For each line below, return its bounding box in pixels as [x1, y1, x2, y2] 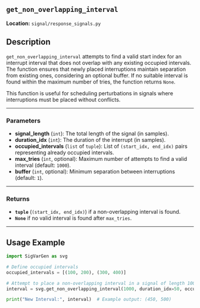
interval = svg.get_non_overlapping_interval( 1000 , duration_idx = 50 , [6, 286, 183, 292]
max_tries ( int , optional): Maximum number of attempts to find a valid [14, 155, 187, 162]
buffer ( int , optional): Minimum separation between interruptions [14, 167, 176, 175]
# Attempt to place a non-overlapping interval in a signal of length [6, 280, 185, 286]
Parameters [6, 116, 40, 125]
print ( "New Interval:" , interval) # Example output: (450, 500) [6, 297, 171, 303]
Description [6, 37, 51, 47]
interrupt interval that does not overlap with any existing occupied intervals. [6, 59, 192, 66]
